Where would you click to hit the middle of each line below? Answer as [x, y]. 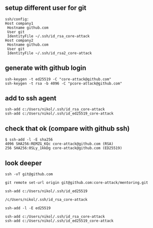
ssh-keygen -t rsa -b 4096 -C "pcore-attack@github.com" [64, 83]
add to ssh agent [31, 98]
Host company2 [19, 40]
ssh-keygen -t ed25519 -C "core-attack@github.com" [58, 79]
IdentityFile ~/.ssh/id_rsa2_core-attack [49, 53]
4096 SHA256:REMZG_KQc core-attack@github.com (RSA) [59, 144]
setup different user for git [46, 8]
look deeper [23, 163]
